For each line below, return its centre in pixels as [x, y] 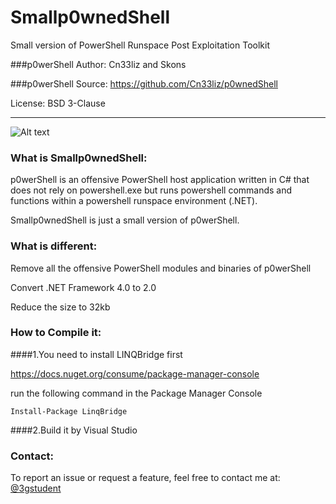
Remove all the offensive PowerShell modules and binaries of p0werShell [161, 268]
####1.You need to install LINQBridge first [96, 354]
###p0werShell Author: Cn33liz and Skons [98, 64]
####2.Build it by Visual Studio [74, 430]
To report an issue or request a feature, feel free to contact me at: [145, 478]
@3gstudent [36, 488]
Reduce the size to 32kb [60, 307]
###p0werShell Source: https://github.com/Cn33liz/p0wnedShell [144, 83]
